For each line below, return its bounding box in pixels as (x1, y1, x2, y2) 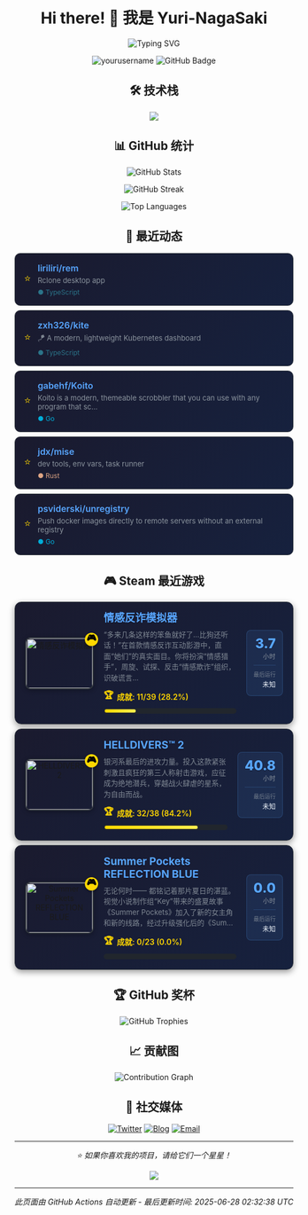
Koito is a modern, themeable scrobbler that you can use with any (37, 393, 260, 404)
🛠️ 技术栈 (128, 83, 180, 98)
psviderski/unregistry (37, 503, 130, 515)
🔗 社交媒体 (125, 1099, 183, 1114)
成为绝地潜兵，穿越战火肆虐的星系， (104, 778, 227, 788)
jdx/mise (37, 445, 74, 458)
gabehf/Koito (37, 380, 94, 392)
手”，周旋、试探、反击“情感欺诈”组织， (104, 662, 236, 672)
